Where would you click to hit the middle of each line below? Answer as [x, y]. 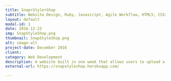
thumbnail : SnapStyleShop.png [37, 38]
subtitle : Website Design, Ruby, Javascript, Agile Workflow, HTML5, [81, 15]
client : [13, 52]
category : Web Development [34, 57]
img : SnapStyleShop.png [31, 33]
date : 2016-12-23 [24, 29]
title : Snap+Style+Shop [31, 10]
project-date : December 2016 [36, 48]
